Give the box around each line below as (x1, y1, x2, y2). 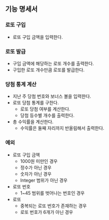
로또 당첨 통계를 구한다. (12, 100, 59, 106)
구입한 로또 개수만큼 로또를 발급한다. (12, 67, 85, 73)
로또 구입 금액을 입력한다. (12, 34, 63, 40)
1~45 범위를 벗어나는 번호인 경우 (20, 190, 85, 196)
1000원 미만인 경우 (20, 158, 58, 164)
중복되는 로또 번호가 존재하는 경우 (20, 203, 87, 209)
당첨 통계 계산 (5, 80, 37, 88)
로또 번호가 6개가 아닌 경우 (20, 209, 74, 215)
